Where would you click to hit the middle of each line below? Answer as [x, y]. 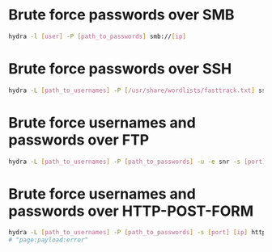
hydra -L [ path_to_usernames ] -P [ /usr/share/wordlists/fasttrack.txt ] [132, 90]
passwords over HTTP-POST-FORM [131, 211]
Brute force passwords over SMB [121, 15]
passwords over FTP [79, 140]
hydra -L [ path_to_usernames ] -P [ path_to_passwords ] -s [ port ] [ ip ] [128, 233]
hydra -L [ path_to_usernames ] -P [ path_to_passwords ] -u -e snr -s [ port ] [137, 162]
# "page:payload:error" [49, 240]
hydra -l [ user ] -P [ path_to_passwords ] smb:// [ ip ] [97, 36]
